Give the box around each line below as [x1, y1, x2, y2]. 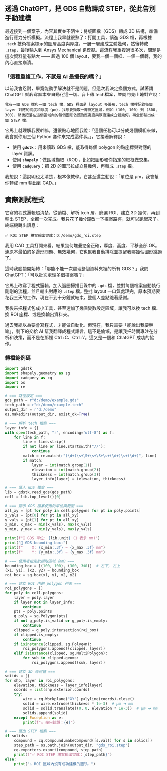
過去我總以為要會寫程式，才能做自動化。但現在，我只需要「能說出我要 [5, 322, 149, 328]
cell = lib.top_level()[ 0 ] [5, 494, 61, 500]
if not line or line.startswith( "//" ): [23, 444, 106, 449]
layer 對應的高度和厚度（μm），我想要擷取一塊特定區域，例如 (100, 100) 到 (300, [5, 107, 158, 113]
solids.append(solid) [23, 710, 68, 715]
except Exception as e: [14, 715, 64, 720]
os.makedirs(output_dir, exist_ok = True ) [5, 412, 90, 417]
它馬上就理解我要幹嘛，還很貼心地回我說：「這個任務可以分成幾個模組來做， [5, 127, 160, 133]
